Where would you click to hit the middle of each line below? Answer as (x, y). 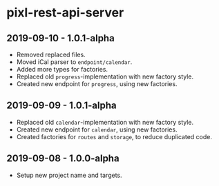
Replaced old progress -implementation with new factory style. (105, 76)
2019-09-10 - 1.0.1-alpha (60, 38)
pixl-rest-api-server (65, 13)
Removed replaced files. (51, 54)
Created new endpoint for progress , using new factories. (97, 84)
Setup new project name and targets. (69, 175)
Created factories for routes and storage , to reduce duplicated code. (114, 136)
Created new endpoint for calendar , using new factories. (97, 130)
